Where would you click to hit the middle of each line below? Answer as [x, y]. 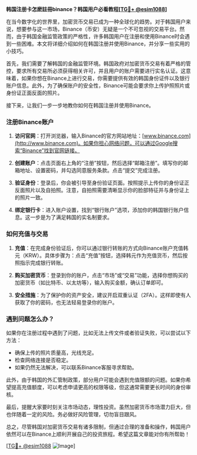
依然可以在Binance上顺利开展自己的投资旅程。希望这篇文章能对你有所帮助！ [98, 434]
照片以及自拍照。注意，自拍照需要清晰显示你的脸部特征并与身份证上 [107, 190]
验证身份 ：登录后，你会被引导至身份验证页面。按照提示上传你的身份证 [99, 183]
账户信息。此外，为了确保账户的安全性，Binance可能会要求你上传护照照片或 [98, 85]
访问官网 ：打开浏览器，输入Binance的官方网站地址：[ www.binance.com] [103, 136]
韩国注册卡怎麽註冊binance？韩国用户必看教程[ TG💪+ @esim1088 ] [86, 9]
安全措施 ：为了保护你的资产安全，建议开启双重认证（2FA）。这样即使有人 [103, 295]
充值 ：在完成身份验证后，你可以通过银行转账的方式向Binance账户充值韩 [101, 248]
